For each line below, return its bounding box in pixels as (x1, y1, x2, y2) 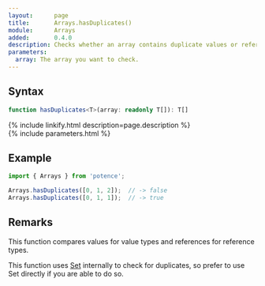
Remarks (8, 216, 54, 229)
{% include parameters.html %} (8, 128, 111, 138)
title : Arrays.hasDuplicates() (8, 19, 132, 27)
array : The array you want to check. (15, 56, 140, 64)
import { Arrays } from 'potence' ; (8, 172, 125, 180)
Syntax (8, 85, 44, 99)
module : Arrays (8, 26, 77, 34)
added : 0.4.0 (8, 33, 73, 42)
